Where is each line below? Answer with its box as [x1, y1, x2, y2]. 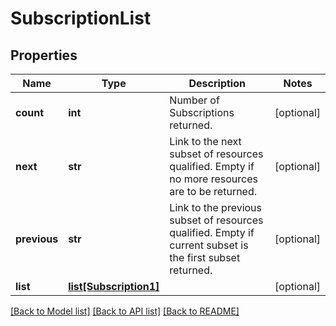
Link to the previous [169, 201, 263, 214]
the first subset [169, 251, 241, 264]
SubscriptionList [10, 7, 152, 30]
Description [188, 77, 246, 90]
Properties [10, 47, 78, 64]
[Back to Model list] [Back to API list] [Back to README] [10, 305, 240, 317]
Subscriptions [169, 106, 235, 119]
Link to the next [169, 135, 242, 148]
